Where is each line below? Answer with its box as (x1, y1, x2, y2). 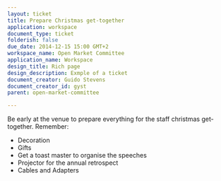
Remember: (35, 122, 69, 131)
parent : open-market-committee (7, 89, 100, 96)
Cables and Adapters (17, 166, 79, 175)
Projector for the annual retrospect (17, 158, 119, 167)
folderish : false (7, 37, 59, 44)
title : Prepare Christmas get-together (7, 17, 125, 24)
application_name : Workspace (7, 57, 93, 64)
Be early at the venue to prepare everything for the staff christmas (7, 115, 200, 124)
